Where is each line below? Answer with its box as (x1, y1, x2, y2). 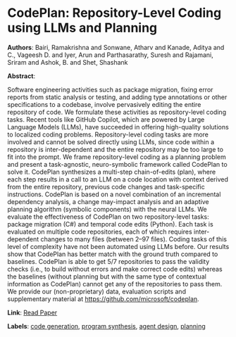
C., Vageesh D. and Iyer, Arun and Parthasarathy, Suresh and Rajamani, (7, 51, 213, 59)
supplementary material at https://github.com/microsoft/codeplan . (7, 294, 199, 303)
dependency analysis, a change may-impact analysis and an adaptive (7, 197, 209, 205)
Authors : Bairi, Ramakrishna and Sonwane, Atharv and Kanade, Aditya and (7, 43, 225, 51)
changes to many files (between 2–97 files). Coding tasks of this (40, 234, 228, 243)
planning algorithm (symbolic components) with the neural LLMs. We (7, 205, 208, 213)
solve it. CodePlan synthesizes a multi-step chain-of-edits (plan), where (7, 167, 216, 176)
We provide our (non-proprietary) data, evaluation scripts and (7, 287, 187, 295)
